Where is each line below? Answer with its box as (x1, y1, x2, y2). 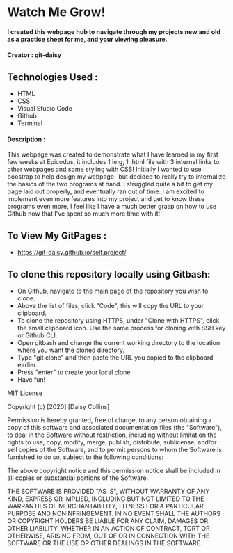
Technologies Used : (7, 71, 98, 83)
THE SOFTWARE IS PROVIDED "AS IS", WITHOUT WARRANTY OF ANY (7, 488, 210, 496)
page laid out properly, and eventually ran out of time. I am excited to (7, 187, 205, 195)
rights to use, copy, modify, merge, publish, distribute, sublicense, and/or (7, 438, 217, 447)
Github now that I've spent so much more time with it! (7, 209, 161, 218)
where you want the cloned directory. (17, 346, 125, 355)
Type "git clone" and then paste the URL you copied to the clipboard (17, 353, 214, 362)
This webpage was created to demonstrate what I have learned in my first (7, 150, 218, 159)
